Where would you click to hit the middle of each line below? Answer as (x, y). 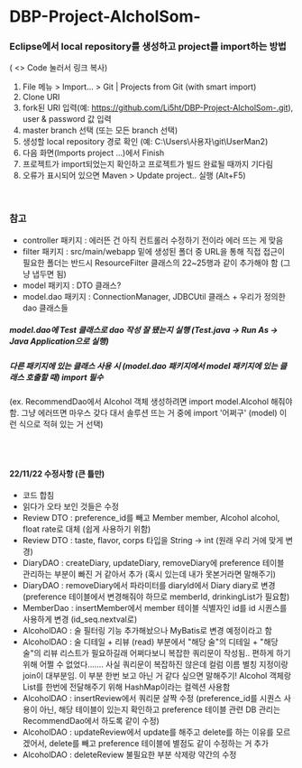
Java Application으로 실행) (59, 341)
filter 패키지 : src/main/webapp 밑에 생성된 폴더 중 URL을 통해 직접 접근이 (154, 251)
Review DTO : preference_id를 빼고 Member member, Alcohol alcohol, (151, 518)
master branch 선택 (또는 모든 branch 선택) (100, 130)
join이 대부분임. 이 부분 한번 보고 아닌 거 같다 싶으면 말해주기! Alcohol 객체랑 (156, 676)
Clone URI (41, 97)
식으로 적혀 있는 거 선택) (61, 424)
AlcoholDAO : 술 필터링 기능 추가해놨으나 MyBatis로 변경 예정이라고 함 (147, 631)
